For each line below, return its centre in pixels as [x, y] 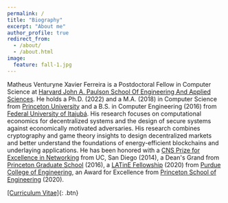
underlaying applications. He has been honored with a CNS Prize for [104, 150]
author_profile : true [38, 33]
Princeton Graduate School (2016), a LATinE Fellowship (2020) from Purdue [114, 164]
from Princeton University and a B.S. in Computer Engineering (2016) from [112, 106]
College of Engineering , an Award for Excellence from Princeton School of [112, 172]
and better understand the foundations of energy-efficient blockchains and [113, 142]
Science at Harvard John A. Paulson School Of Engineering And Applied [109, 92]
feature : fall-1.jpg [43, 65]
